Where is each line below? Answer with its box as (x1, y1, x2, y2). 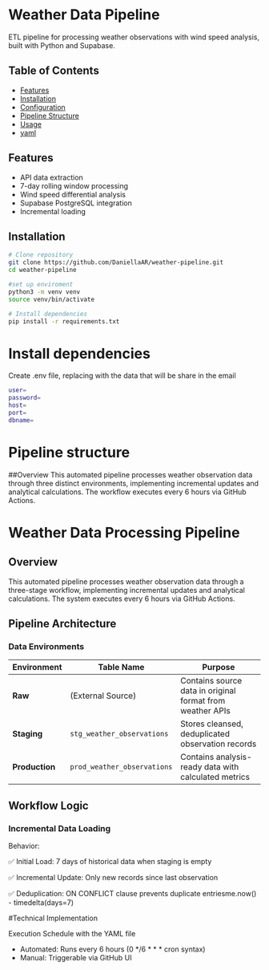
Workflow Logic (8, 798, 90, 812)
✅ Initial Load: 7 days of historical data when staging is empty (8, 857, 212, 866)
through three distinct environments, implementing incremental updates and (8, 478, 259, 488)
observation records (179, 738, 257, 749)
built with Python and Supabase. (8, 40, 116, 50)
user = (8, 387, 26, 395)
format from (179, 696, 226, 707)
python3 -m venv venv (8, 287, 81, 296)
